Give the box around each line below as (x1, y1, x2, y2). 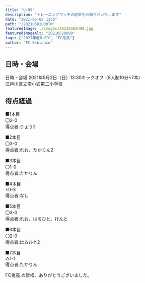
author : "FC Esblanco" (5, 40, 53, 45)
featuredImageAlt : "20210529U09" (5, 31, 76, 36)
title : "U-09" (5, 7, 35, 13)
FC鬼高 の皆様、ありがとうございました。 (5, 272, 92, 278)
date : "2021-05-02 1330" (5, 17, 57, 22)
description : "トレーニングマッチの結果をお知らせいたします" (5, 12, 122, 17)
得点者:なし (5, 192, 29, 199)
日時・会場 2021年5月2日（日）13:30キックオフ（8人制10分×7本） (5, 74, 143, 81)
